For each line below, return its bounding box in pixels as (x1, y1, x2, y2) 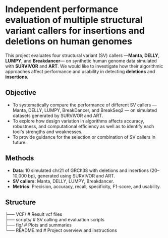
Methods (5, 154, 34, 162)
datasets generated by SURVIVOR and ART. (12, 112, 103, 118)
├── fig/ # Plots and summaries (5, 222, 72, 228)
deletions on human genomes (5, 36, 133, 47)
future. (12, 139, 27, 145)
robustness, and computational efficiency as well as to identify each (12, 123, 154, 129)
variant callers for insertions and (5, 25, 145, 36)
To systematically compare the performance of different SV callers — (12, 102, 157, 108)
